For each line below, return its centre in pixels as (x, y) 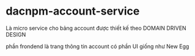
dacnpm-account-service (73, 11)
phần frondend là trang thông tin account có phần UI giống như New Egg (97, 46)
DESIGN (16, 34)
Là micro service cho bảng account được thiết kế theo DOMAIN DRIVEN (96, 28)
